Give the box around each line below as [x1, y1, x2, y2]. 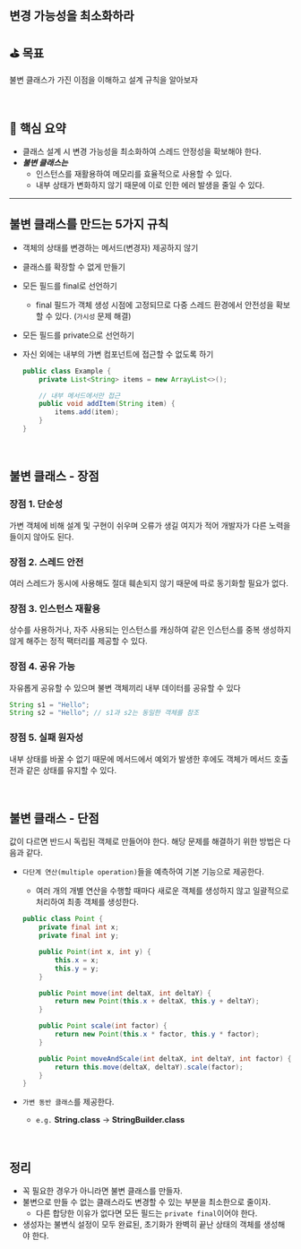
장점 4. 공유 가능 [9, 660, 76, 673]
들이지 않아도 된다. [9, 531, 74, 542]
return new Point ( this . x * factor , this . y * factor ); [55, 1029, 260, 1039]
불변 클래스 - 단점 [9, 810, 99, 826]
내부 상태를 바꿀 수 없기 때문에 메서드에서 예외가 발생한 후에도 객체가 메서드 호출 [9, 754, 289, 764]
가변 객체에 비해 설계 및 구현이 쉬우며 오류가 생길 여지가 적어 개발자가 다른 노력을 [9, 520, 291, 530]
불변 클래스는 [21, 158, 69, 168]
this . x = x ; [55, 955, 99, 965]
